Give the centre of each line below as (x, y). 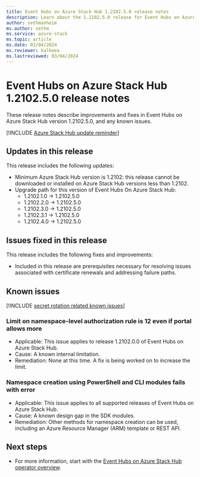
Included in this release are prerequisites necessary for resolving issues (103, 267)
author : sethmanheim (32, 23)
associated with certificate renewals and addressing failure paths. (96, 272)
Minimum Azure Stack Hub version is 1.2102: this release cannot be (97, 177)
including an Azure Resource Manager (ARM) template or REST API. (98, 428)
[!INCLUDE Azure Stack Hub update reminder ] (63, 132)
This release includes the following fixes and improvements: (80, 255)
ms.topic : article (29, 39)
